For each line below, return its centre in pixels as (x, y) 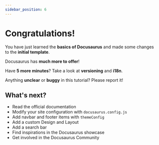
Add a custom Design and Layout (45, 122)
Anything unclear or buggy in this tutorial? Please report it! (64, 80)
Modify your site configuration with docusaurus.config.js (70, 112)
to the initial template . (27, 52)
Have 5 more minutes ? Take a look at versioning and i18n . (64, 71)
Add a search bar (29, 127)
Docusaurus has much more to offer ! (42, 61)
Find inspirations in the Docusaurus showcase (58, 132)
